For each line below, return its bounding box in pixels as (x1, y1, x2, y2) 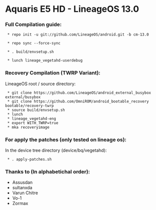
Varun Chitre (12, 190, 39, 196)
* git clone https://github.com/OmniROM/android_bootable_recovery (7, 99, 149, 104)
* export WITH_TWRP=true (7, 120, 58, 125)
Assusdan (12, 179, 33, 185)
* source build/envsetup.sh (7, 107, 65, 112)
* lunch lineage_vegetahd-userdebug (7, 58, 83, 63)
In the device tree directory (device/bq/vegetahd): (5, 147, 107, 153)
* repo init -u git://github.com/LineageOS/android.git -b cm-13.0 (7, 32, 149, 37)
